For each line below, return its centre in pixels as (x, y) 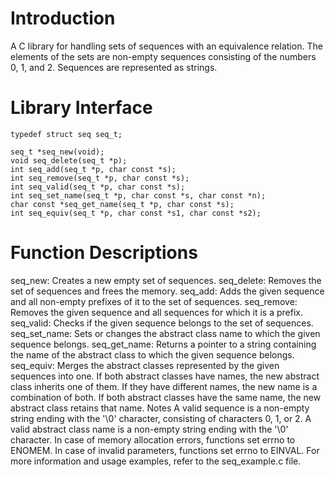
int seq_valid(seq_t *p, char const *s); (98, 187)
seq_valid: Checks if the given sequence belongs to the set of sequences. (162, 323)
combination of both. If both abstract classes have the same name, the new (166, 397)
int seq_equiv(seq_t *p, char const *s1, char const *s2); (136, 213)
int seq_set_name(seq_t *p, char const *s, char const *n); (138, 195)
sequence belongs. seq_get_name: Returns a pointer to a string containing (163, 344)
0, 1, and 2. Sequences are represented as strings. (114, 67)
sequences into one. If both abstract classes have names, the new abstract (165, 376)
